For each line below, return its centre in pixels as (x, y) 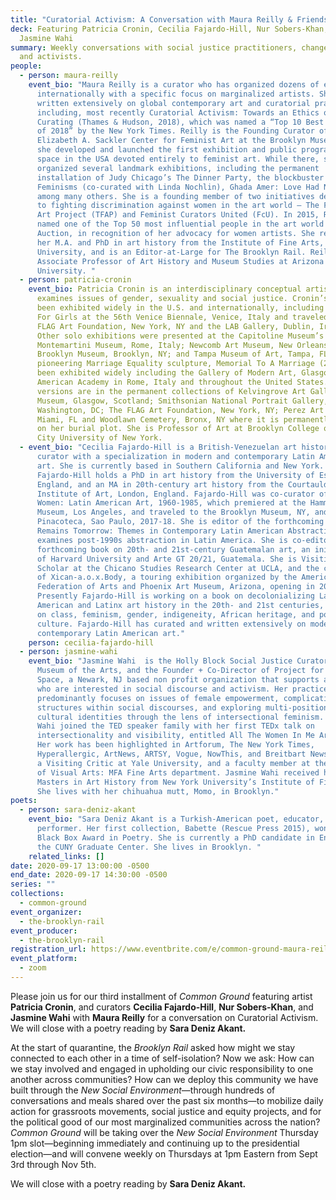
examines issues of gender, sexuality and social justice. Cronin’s (182, 299)
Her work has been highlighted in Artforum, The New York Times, (175, 745)
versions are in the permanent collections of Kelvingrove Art (171, 391)
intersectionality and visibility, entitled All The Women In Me (175, 736)
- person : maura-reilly (68, 76)
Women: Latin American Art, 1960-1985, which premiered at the (171, 503)
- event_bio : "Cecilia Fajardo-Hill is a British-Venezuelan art (158, 447)
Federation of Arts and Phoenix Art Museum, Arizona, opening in (175, 587)
